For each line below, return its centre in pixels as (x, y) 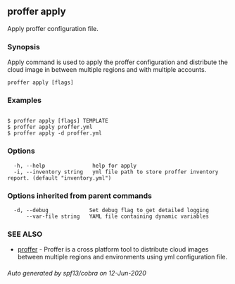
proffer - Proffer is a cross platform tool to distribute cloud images (113, 249)
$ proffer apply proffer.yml (50, 127)
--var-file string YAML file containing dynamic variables (118, 216)
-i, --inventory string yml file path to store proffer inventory (116, 172)
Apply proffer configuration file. (53, 28)
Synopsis (24, 47)
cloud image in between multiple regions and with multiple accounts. (107, 70)
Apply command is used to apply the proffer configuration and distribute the (118, 62)
